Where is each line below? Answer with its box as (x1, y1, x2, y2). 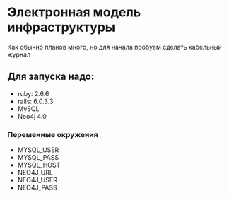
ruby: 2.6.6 (17, 89, 49, 98)
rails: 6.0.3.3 (17, 97, 54, 105)
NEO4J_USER (17, 176, 58, 185)
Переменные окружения (7, 129, 98, 139)
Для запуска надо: (7, 71, 95, 83)
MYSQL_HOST (17, 161, 61, 170)
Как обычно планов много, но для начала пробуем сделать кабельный (7, 42, 223, 51)
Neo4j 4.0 (17, 112, 47, 120)
